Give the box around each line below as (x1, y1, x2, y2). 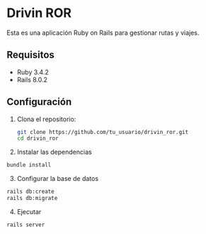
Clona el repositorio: (16, 115, 76, 123)
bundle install (6, 162, 52, 169)
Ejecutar (16, 207, 42, 216)
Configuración (6, 96, 72, 108)
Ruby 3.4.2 (16, 67, 49, 76)
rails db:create (6, 188, 55, 196)
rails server (6, 221, 45, 228)
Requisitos (6, 49, 55, 61)
